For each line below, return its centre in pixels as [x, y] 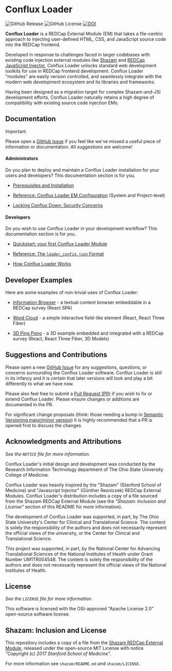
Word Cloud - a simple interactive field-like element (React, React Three [89, 318]
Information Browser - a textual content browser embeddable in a [82, 302]
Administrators [22, 158]
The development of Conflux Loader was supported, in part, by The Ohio [82, 516]
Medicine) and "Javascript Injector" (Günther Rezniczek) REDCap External [83, 490]
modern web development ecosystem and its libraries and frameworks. [80, 82]
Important [16, 131]
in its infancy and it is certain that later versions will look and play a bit [79, 378]
